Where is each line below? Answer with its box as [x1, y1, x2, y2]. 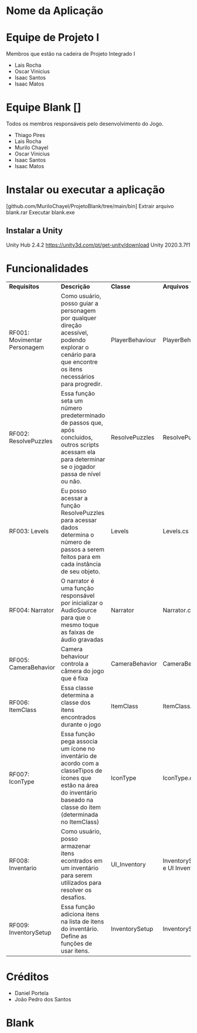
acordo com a [60, 759, 99, 767]
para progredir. [60, 380, 103, 388]
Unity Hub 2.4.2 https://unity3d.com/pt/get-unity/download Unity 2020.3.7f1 [6, 241, 191, 248]
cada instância [60, 560, 101, 568]
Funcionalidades [6, 262, 89, 275]
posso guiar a [60, 299, 98, 307]
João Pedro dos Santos [14, 996, 72, 1003]
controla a [60, 659, 89, 667]
